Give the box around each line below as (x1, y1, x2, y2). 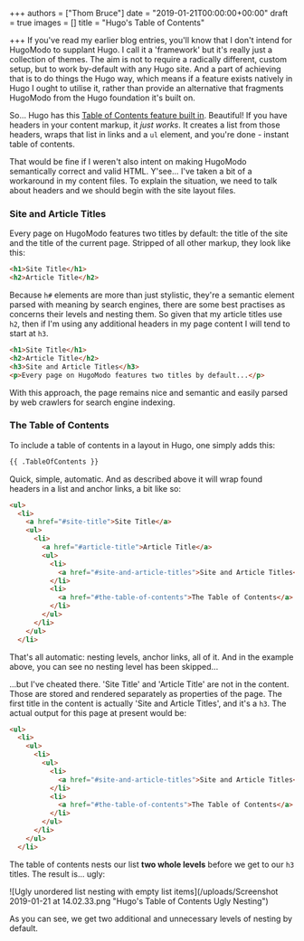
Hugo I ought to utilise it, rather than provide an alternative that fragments (9, 83, 284, 93)
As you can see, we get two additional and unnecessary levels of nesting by (9, 913, 292, 924)
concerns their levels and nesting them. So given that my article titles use (9, 309, 283, 320)
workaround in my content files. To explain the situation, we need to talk (9, 175, 278, 186)
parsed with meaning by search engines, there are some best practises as (9, 299, 286, 310)
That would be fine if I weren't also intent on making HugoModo (9, 156, 247, 166)
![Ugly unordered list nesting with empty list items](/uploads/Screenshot (9, 886, 279, 897)
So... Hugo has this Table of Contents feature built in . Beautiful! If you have (9, 110, 288, 120)
